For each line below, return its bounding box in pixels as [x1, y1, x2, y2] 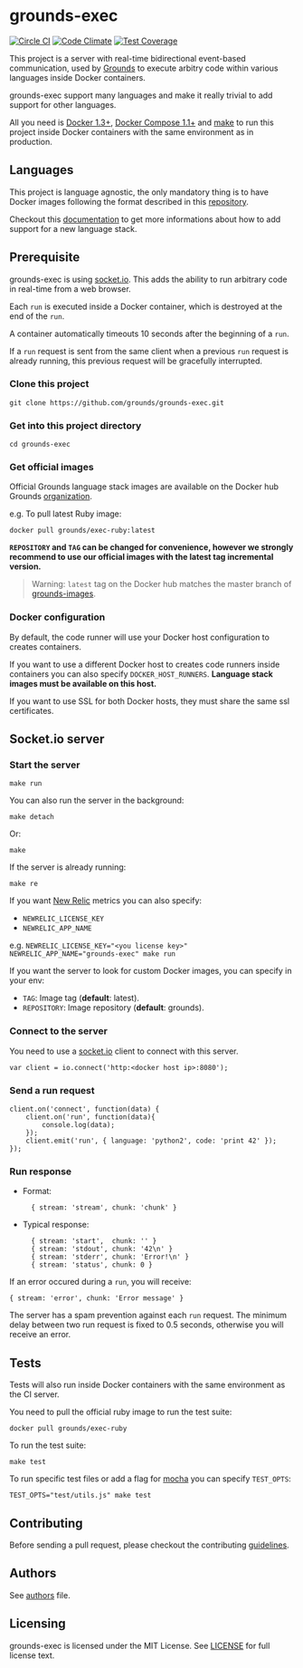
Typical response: [22, 1220, 90, 1230]
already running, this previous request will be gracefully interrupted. [9, 355, 262, 366]
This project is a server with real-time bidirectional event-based [9, 53, 246, 63]
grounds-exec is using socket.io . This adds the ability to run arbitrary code [9, 274, 288, 284]
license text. [9, 1650, 55, 1661]
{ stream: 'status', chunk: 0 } [31, 1260, 153, 1269]
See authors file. [9, 1589, 71, 1600]
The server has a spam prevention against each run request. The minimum [9, 1310, 288, 1321]
